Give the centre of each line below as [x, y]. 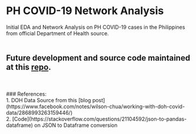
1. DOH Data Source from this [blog [49, 100]
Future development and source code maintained [98, 58]
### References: [26, 94]
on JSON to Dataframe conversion [76, 125]
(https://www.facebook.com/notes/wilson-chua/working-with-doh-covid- [96, 106]
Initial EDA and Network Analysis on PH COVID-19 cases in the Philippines [96, 27]
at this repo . [29, 67]
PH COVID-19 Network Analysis [85, 11]
